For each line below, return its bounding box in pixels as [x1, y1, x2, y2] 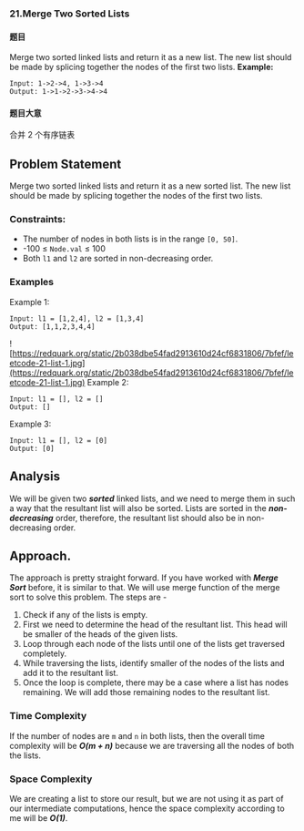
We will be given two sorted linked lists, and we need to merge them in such [9, 493, 296, 504]
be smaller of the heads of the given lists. [22, 629, 178, 640]
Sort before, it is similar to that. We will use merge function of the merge [9, 582, 280, 593]
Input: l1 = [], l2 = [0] [9, 436, 107, 445]
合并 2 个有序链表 [9, 129, 76, 140]
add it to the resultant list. [22, 668, 118, 679]
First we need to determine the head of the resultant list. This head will [22, 619, 289, 631]
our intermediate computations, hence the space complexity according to [9, 803, 285, 814]
